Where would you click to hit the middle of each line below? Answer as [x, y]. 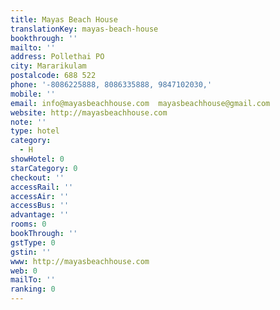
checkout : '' [37, 177]
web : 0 [24, 271]
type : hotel [35, 131]
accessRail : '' [42, 187]
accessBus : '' [40, 206]
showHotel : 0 [37, 159]
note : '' [28, 122]
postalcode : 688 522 [53, 76]
